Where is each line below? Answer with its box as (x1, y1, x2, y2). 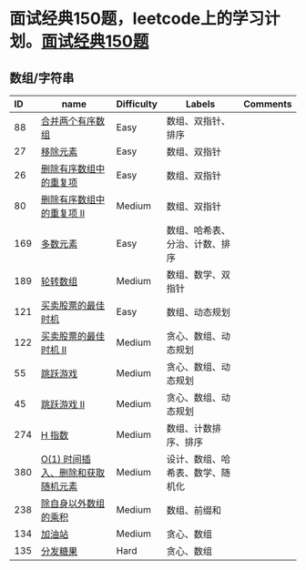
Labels (185, 97, 216, 110)
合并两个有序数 (40, 115, 106, 127)
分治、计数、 (166, 238, 221, 250)
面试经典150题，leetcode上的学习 (9, 8, 265, 29)
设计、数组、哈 (166, 453, 230, 465)
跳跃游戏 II (40, 398, 86, 411)
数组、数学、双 (166, 269, 230, 280)
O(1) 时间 (40, 453, 82, 465)
